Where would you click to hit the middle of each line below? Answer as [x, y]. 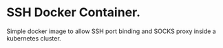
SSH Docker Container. [74, 13]
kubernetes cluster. [34, 38]
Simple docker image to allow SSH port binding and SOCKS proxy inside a [111, 31]
